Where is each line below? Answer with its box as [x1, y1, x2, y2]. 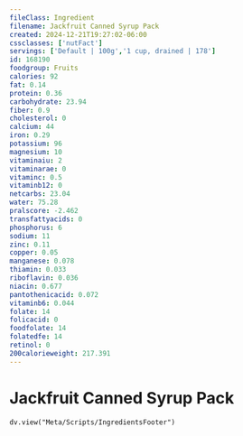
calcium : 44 [9, 123, 54, 132]
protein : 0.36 [9, 88, 63, 97]
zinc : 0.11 [9, 240, 51, 249]
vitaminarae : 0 [9, 164, 67, 173]
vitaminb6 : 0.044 [9, 299, 75, 308]
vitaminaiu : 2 [9, 155, 63, 165]
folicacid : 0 [9, 315, 59, 325]
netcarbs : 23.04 [9, 190, 70, 199]
